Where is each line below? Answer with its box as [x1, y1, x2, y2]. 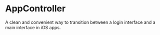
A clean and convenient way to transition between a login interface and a [5, 19, 156, 25]
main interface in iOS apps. [5, 24, 61, 30]
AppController [5, 3, 66, 14]
